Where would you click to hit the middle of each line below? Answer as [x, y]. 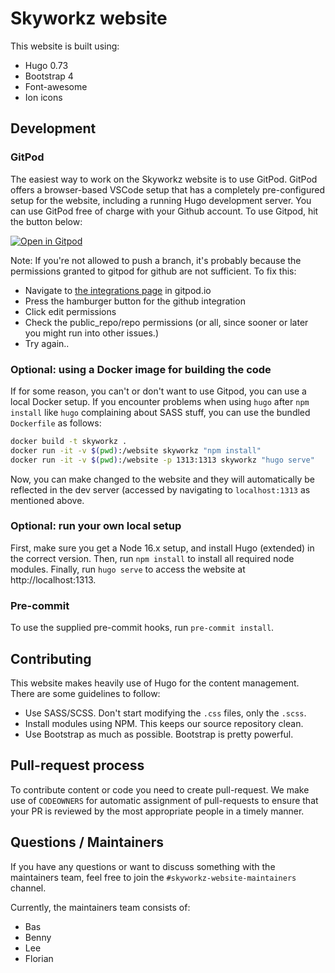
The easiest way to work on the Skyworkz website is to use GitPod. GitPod [164, 179]
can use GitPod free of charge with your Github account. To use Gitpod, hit [164, 211]
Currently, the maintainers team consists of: [100, 907]
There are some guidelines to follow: [85, 693]
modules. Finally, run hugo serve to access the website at [128, 569]
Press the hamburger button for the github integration [135, 301]
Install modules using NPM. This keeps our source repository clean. [164, 723]
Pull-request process [77, 765]
